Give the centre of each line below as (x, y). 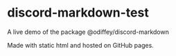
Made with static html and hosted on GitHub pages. (80, 45)
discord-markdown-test (78, 13)
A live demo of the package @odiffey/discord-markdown (88, 32)
